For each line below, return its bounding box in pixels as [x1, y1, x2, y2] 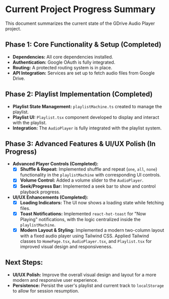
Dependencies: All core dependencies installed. [12, 54, 114, 60]
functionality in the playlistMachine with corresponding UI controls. [20, 172, 161, 178]
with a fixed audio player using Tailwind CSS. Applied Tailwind [20, 233, 149, 239]
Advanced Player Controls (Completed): [12, 161, 98, 167]
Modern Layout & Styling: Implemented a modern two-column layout [20, 227, 164, 233]
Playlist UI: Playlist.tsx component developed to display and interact [12, 114, 159, 120]
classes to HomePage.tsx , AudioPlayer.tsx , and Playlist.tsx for [20, 238, 152, 244]
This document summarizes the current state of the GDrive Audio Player [5, 20, 155, 26]
